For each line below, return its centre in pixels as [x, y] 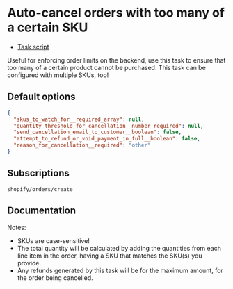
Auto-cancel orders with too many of [116, 13]
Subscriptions [38, 173]
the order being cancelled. [55, 278]
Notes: [17, 227]
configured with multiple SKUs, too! [58, 75]
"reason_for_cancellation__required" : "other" [82, 145]
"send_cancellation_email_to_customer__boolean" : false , [98, 132]
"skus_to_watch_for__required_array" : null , [79, 119]
